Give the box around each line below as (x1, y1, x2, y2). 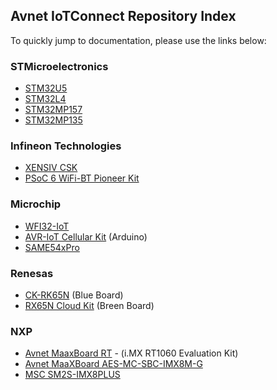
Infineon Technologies (10, 139, 122, 153)
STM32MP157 (24, 104, 83, 116)
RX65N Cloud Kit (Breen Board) (24, 300, 155, 311)
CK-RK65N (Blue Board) (24, 289, 124, 301)
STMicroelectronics (10, 59, 109, 73)
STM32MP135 (24, 114, 83, 126)
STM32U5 (24, 82, 68, 94)
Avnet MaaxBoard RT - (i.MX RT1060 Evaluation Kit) (24, 347, 239, 359)
